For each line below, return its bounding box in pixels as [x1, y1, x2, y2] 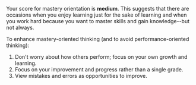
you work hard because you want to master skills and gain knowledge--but [6, 18, 190, 24]
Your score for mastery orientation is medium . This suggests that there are [6, 5, 189, 12]
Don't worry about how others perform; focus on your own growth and [14, 53, 188, 60]
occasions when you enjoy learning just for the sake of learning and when [6, 11, 187, 18]
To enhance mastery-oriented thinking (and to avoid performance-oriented [6, 36, 189, 42]
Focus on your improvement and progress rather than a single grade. [14, 66, 184, 73]
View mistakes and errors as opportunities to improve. [14, 73, 147, 79]
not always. [6, 24, 34, 31]
